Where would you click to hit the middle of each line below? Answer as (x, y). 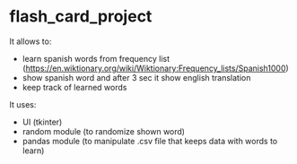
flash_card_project (81, 17)
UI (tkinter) (42, 122)
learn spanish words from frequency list (96, 58)
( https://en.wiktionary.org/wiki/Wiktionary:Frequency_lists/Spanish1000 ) (155, 68)
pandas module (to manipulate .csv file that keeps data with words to (150, 141)
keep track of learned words (74, 87)
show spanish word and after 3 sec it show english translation (136, 77)
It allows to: (31, 41)
